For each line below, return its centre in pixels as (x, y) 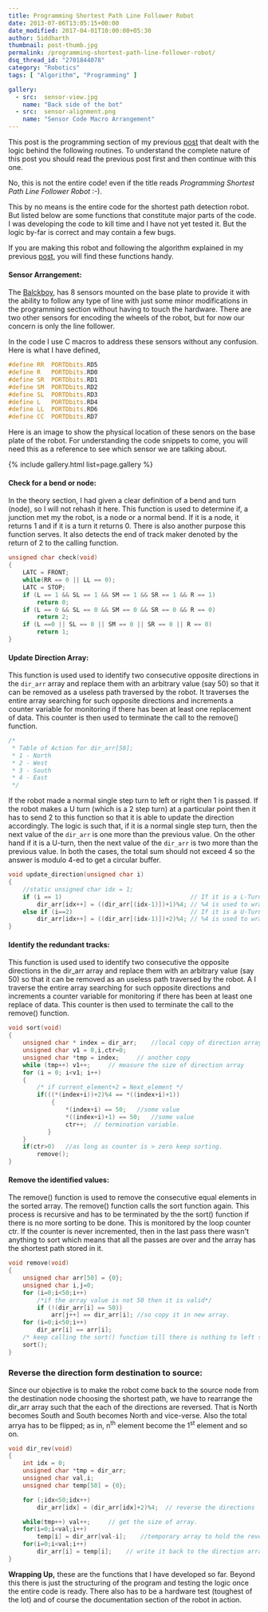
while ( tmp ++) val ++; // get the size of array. (110, 1522)
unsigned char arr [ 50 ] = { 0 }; (73, 1278)
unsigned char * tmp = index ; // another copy (107, 1058)
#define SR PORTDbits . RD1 (53, 379)
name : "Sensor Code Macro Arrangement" (89, 119)
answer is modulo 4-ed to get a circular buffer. (85, 860)
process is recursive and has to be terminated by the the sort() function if (129, 1214)
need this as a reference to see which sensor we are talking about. (118, 449)
